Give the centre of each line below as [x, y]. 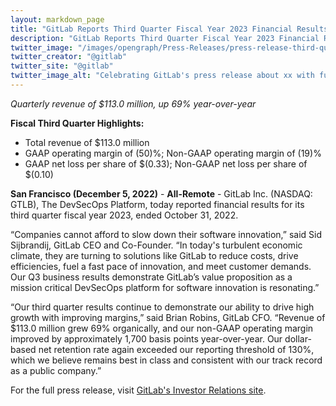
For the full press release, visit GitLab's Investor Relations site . [138, 390]
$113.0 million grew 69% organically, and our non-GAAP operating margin [162, 328]
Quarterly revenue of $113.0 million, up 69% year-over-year [133, 103]
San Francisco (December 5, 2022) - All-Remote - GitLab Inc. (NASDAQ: [161, 193]
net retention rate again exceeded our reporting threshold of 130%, [176, 349]
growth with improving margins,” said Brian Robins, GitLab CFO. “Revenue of [168, 317]
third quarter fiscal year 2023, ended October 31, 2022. [124, 215]
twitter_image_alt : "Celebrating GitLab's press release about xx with [162, 76]
